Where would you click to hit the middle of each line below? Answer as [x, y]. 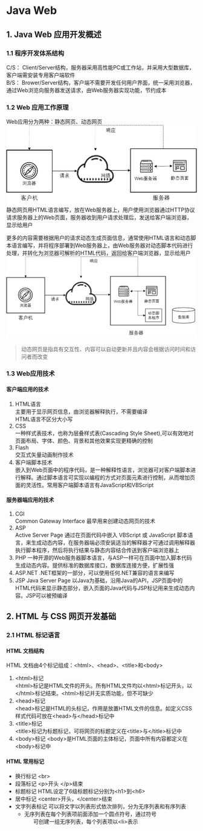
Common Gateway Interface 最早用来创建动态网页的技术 [85, 521]
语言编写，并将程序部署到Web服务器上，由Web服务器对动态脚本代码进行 [102, 245]
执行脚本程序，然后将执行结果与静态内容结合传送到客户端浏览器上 [97, 550]
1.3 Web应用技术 [31, 374]
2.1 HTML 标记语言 [33, 635]
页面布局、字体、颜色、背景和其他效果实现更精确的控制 [84, 440]
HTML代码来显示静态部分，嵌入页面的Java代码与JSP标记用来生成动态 [102, 588]
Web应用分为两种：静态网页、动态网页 [54, 122]
